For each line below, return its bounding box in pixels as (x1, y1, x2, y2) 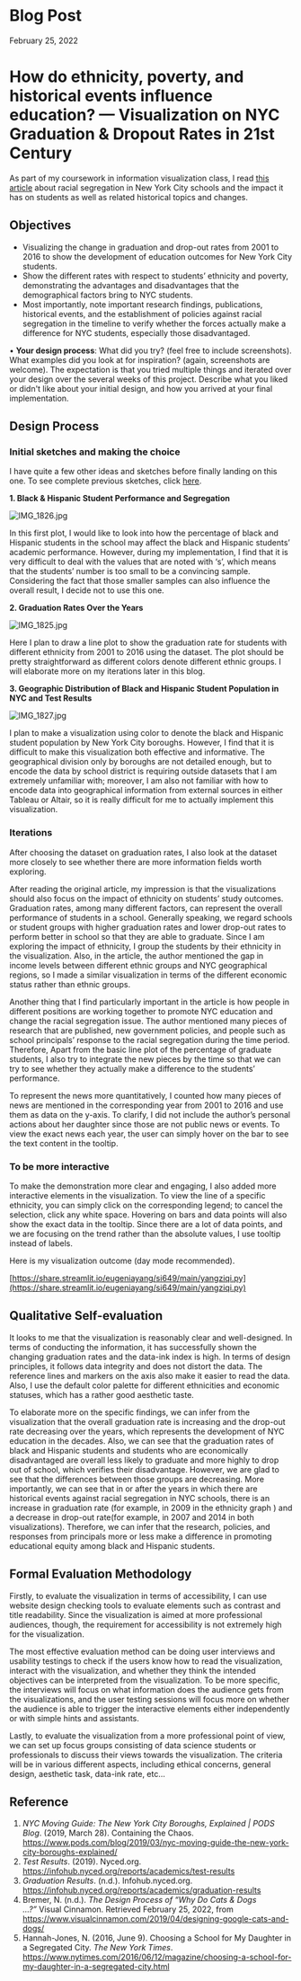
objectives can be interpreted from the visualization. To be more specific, (9, 1675, 280, 1685)
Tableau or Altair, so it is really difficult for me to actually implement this (9, 794, 274, 805)
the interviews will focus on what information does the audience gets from (9, 1684, 285, 1694)
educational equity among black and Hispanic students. (9, 1540, 216, 1551)
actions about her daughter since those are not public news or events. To (9, 1119, 280, 1129)
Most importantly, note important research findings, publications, (22, 298, 263, 310)
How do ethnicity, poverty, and (9, 66, 244, 87)
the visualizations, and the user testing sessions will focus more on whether (9, 1694, 290, 1704)
